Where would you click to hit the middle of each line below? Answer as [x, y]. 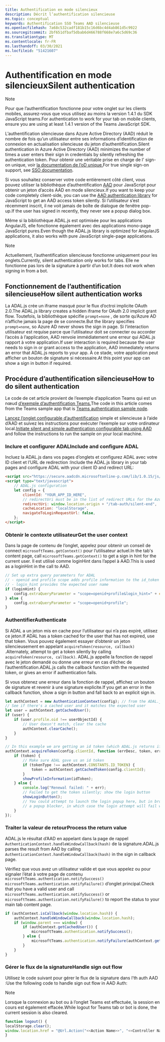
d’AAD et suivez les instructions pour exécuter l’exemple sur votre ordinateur [82, 423]
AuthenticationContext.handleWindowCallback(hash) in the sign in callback [81, 854]
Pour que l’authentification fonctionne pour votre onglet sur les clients [76, 109]
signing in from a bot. [27, 271]
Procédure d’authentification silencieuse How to [80, 379]
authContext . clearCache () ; [50, 729]
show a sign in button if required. [39, 363]
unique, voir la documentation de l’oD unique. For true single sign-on [80, 165]
